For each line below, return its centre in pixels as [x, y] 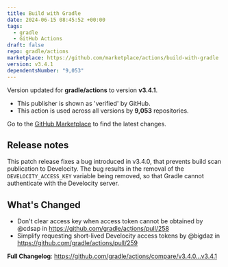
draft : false [26, 45]
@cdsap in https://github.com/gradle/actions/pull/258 [93, 229]
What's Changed [44, 205]
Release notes [38, 145]
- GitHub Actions [38, 39]
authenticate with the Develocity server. [63, 183]
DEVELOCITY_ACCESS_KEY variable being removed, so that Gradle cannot [105, 176]
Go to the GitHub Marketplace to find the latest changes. [87, 124]
